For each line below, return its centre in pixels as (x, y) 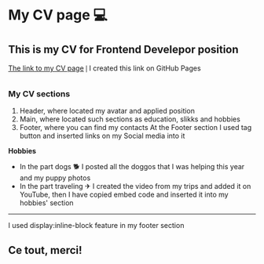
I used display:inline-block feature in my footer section (96, 226)
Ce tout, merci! (45, 250)
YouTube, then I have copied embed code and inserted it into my (124, 195)
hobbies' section (46, 203)
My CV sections (39, 93)
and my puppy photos (55, 178)
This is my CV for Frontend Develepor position (123, 49)
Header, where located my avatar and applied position (107, 111)
